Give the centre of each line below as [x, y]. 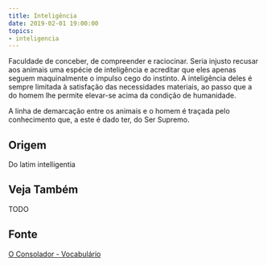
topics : [21, 31]
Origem [27, 145]
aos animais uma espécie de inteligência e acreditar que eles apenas [122, 70]
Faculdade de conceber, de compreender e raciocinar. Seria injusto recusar [133, 61]
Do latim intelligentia [42, 164]
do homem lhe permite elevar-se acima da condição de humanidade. [122, 96]
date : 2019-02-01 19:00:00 [53, 23]
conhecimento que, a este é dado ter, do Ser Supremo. [99, 120]
